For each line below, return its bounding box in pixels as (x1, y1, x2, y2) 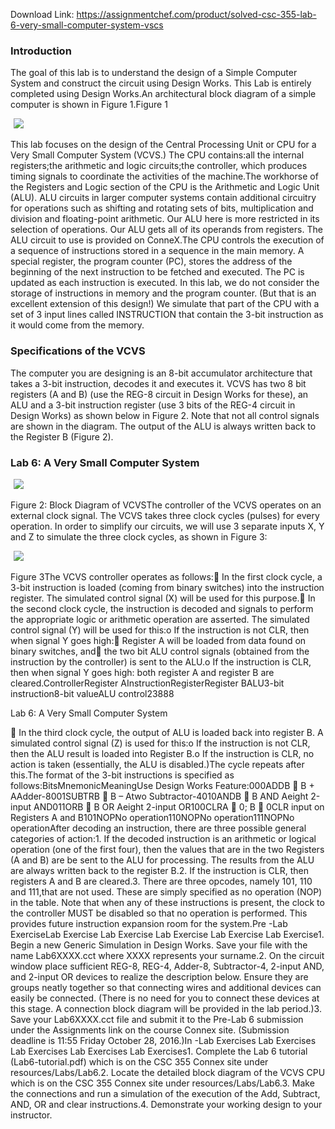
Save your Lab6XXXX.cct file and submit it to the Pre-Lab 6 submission (10, 1013, 304, 1025)
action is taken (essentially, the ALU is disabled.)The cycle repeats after (10, 758, 305, 770)
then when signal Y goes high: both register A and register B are (10, 666, 275, 678)
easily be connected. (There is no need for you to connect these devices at (10, 992, 320, 1004)
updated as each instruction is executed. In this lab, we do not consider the (10, 277, 320, 289)
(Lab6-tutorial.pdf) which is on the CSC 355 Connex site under (10, 1055, 269, 1068)
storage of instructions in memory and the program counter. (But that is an (10, 287, 317, 299)
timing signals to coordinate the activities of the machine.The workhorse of (10, 170, 319, 183)
